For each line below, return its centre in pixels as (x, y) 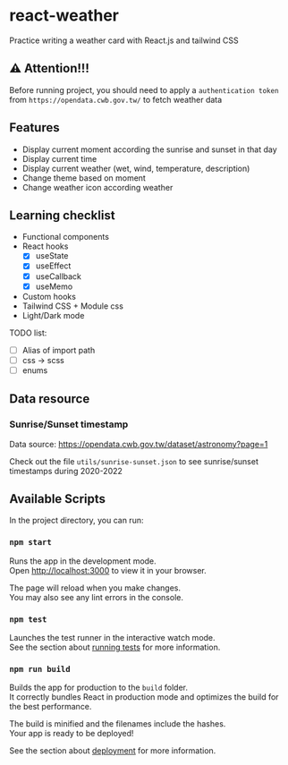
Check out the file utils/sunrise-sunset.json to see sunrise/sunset (134, 461)
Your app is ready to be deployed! (72, 734)
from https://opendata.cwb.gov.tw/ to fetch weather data (116, 99)
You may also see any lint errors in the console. (96, 597)
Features (34, 127)
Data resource (50, 399)
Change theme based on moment (84, 178)
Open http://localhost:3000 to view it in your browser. (108, 570)
